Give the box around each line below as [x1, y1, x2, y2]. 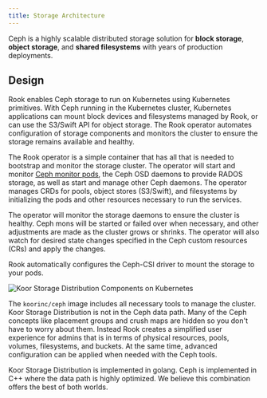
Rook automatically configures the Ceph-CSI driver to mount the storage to [8, 260, 255, 270]
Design [8, 73, 45, 88]
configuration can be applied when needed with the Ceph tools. [8, 350, 218, 360]
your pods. [8, 268, 44, 278]
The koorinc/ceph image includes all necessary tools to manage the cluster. [8, 299, 257, 309]
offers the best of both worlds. [8, 382, 108, 392]
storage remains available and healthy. [8, 137, 135, 147]
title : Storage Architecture [8, 11, 105, 20]
